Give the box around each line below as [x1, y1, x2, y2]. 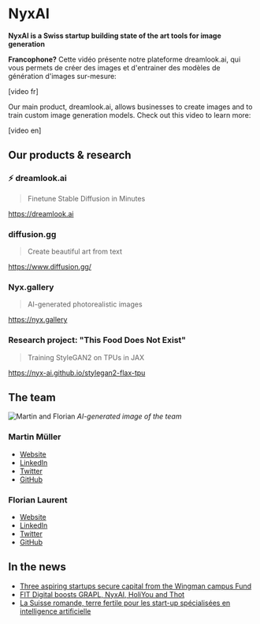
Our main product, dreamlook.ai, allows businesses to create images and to [8, 102, 253, 111]
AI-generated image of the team [76, 412, 182, 421]
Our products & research [8, 148, 132, 162]
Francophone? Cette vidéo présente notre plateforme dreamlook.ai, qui [8, 55, 241, 64]
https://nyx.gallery [8, 315, 68, 325]
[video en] [8, 126, 42, 135]
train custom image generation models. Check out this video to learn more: [8, 110, 251, 119]
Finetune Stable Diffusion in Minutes [27, 194, 146, 203]
